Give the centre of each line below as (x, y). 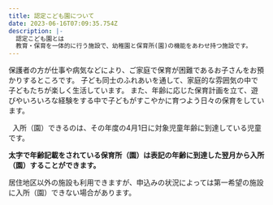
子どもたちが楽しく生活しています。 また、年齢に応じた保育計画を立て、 (130, 91)
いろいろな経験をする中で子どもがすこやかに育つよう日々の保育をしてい (143, 100)
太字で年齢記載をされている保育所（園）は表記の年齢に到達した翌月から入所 (136, 156)
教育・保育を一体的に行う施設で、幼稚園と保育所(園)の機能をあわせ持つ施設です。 (134, 46)
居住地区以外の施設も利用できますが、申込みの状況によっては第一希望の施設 (136, 182)
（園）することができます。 (54, 165)
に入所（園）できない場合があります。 (72, 193)
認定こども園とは (40, 38)
